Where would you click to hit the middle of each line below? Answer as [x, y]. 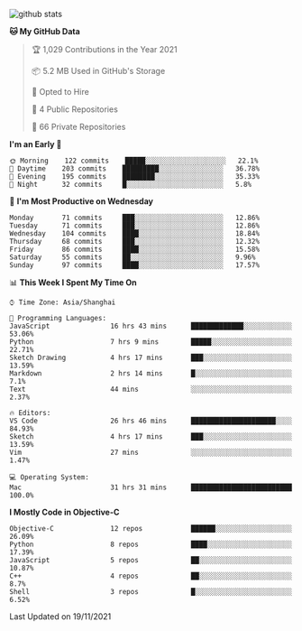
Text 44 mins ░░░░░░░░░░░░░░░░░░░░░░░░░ [151, 389]
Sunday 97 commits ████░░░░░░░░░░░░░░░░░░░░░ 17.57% [134, 265]
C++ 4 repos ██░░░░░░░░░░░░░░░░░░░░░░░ [151, 576]
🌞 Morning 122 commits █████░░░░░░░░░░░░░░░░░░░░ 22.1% [134, 161]
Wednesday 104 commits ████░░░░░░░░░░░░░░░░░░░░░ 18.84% [134, 234]
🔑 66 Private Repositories [78, 127]
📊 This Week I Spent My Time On [73, 283]
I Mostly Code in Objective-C [64, 512]
